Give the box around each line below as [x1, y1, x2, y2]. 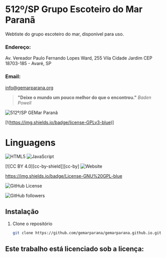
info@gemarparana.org [5, 84, 54, 90]
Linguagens [5, 137, 56, 148]
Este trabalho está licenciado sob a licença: [5, 244, 144, 253]
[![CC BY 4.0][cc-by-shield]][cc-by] [5, 163, 79, 170]
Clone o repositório [12, 221, 53, 227]
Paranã [5, 14, 36, 26]
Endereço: [5, 43, 31, 50]
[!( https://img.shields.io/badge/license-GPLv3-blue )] [5, 119, 114, 125]
